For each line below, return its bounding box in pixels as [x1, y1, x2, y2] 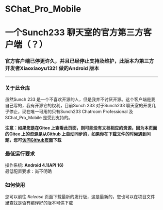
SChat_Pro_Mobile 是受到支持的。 [5, 114, 73, 120]
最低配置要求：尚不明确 [5, 168, 52, 174]
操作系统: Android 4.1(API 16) [5, 162, 64, 168]
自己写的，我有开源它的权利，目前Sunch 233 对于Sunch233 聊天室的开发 [5, 102, 152, 108]
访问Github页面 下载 [22, 137, 62, 143]
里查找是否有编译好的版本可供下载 [5, 200, 73, 206]
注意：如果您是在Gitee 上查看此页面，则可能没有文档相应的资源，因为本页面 [5, 125, 158, 130]
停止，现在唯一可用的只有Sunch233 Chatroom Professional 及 [9, 108, 133, 114]
